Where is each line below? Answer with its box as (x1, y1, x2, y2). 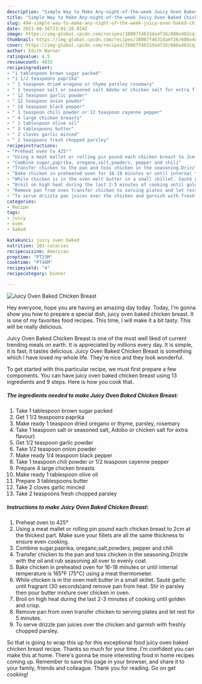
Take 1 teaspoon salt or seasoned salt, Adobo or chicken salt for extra (15, 426, 188, 433)
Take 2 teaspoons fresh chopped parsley (15, 490, 117, 497)
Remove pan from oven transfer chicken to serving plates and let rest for (15, 608, 195, 615)
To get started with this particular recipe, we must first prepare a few (7, 365, 177, 373)
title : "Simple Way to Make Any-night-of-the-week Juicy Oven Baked (7, 14, 182, 20)
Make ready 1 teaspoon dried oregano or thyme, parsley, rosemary (15, 419, 180, 427)
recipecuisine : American (7, 248, 69, 254)
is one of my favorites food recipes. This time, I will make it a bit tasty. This (7, 316, 191, 324)
